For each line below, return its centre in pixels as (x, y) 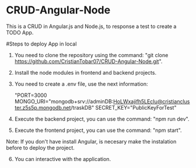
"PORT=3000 (31, 95)
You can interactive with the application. (63, 159)
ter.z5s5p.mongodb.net (43, 107)
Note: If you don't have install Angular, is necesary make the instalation (91, 141)
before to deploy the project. (40, 148)
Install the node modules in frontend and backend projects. (85, 72)
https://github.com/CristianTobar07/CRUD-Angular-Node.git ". (88, 61)
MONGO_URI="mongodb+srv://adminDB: (64, 101)
